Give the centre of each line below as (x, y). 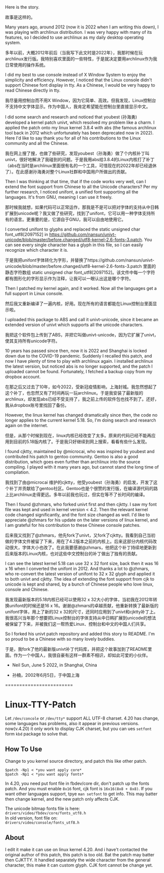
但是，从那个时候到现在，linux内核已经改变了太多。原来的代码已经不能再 (78, 436)
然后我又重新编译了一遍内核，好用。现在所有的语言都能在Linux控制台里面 (79, 304)
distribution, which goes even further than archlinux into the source (73, 462)
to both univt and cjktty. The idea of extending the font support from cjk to (80, 579)
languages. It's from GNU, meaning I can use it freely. (59, 197)
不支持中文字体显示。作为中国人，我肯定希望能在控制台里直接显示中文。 (78, 106)
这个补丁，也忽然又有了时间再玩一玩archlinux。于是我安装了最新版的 (74, 393)
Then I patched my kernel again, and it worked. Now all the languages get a (81, 288)
